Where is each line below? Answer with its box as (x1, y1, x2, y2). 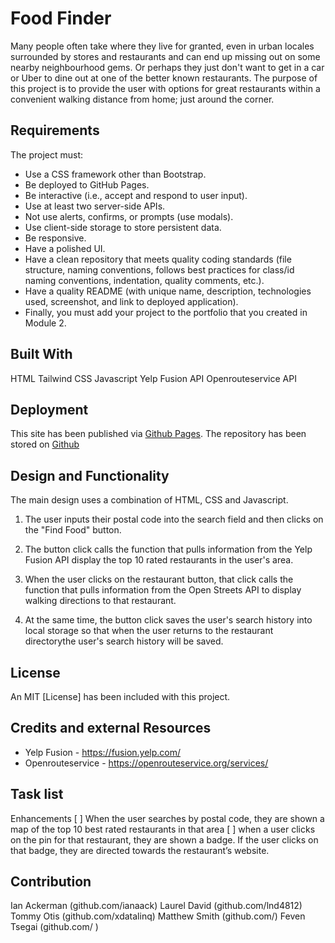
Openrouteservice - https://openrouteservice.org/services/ (24, 757, 269, 769)
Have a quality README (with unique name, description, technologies (24, 285, 312, 297)
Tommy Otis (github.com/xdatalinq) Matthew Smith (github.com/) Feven (10, 910, 306, 922)
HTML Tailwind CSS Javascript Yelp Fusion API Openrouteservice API (10, 372, 297, 384)
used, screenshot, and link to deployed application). (24, 295, 239, 307)
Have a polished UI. (24, 242, 106, 254)
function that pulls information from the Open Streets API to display (24, 584, 302, 596)
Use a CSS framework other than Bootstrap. (24, 168, 207, 180)
